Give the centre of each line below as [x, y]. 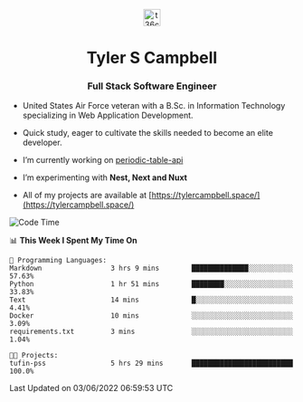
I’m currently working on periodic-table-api [103, 160]
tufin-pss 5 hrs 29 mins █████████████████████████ [151, 364]
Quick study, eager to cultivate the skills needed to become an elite [148, 133]
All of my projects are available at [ [87, 196]
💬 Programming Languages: [58, 261]
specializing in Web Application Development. [108, 115]
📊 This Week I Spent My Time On [73, 241]
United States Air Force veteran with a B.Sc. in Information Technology [154, 106]
